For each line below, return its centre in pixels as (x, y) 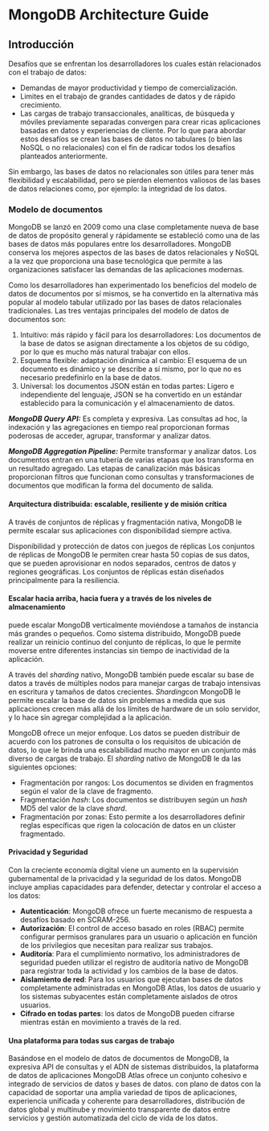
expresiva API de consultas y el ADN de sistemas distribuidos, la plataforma (134, 1067)
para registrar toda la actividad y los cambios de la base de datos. (129, 970)
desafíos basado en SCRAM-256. (75, 919)
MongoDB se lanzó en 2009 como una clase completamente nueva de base (134, 227)
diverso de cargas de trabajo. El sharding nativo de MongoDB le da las (125, 758)
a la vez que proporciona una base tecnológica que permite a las (116, 261)
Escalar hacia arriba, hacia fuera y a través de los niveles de (110, 598)
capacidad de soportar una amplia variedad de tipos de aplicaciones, (123, 1092)
